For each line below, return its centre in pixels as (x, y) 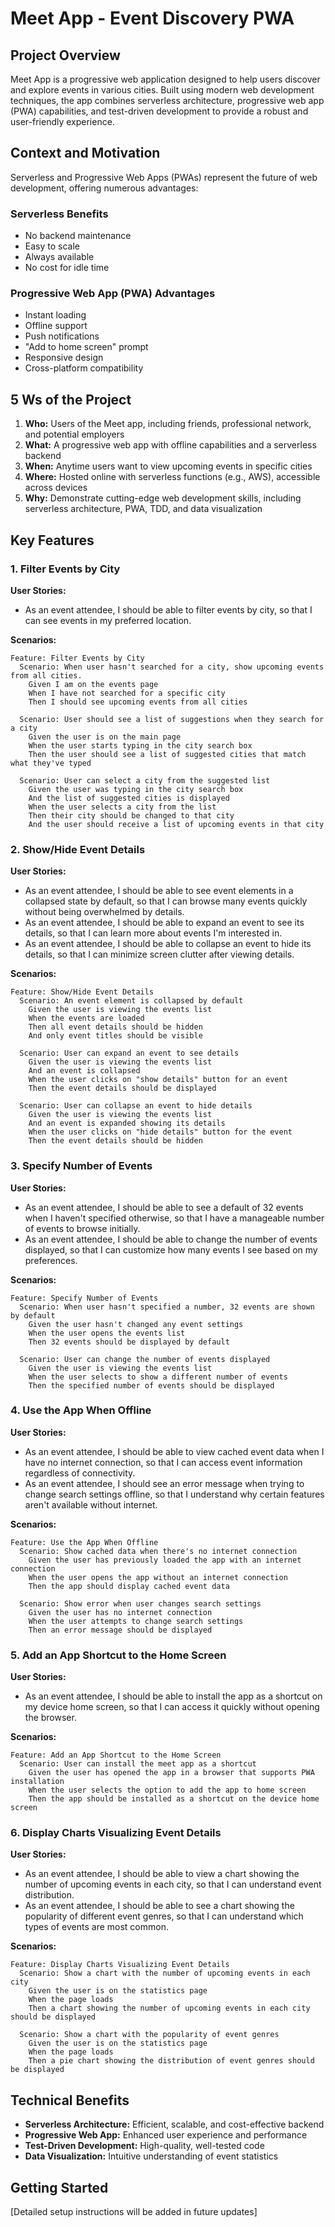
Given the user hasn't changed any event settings (136, 1324)
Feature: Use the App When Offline (84, 1542)
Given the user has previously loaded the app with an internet (165, 1560)
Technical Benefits (70, 2100)
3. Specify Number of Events (81, 1166)
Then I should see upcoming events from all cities (138, 702)
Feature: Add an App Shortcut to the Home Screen (116, 1755)
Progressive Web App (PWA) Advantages (113, 294)
